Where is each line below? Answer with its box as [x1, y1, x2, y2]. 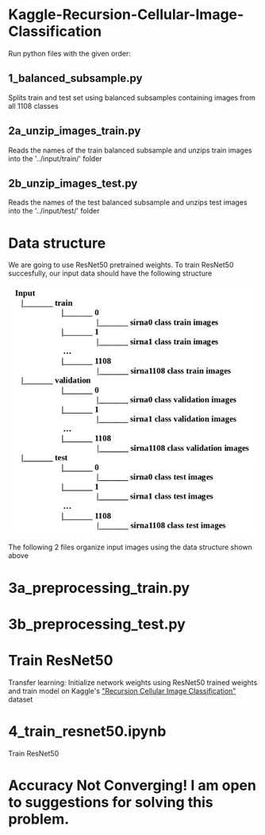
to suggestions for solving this [8, 793, 214, 811]
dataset [8, 695, 33, 704]
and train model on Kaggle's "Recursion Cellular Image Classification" [8, 686, 236, 695]
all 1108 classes [8, 101, 59, 110]
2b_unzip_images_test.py [8, 176, 138, 190]
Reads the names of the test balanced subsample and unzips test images [8, 198, 248, 207]
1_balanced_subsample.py [8, 71, 143, 85]
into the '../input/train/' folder [8, 153, 102, 164]
